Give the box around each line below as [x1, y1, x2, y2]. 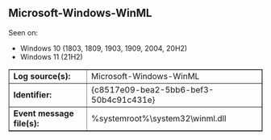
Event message [13, 108, 74, 119]
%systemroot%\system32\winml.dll [91, 113, 227, 124]
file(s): [13, 117, 40, 129]
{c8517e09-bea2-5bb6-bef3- [91, 84, 215, 95]
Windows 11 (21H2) [19, 51, 83, 61]
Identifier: [13, 89, 52, 100]
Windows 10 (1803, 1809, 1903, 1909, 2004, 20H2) [19, 43, 188, 53]
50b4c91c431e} [91, 94, 156, 105]
